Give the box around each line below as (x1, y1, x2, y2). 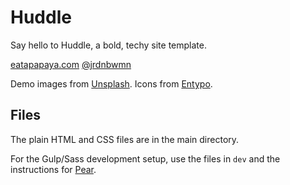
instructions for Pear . (10, 163, 97, 175)
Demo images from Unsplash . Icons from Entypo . (10, 77, 213, 90)
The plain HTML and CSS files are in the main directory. (10, 133, 240, 145)
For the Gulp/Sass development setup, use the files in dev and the (10, 152, 281, 165)
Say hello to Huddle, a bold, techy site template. (10, 39, 207, 51)
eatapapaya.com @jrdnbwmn (10, 58, 132, 70)
